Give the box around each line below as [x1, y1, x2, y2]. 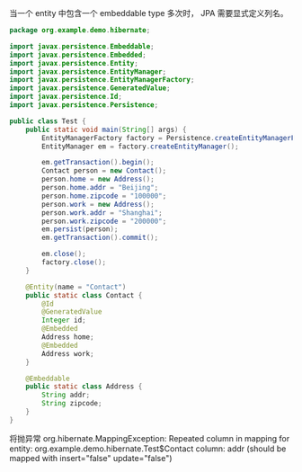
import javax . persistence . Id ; [9, 93, 123, 102]
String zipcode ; [41, 399, 102, 408]
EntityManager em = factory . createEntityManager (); [41, 142, 240, 151]
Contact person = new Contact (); [41, 166, 167, 175]
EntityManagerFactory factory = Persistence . [41, 133, 216, 142]
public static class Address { [25, 382, 143, 391]
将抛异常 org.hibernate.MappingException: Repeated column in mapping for [9, 432, 290, 443]
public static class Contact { [25, 290, 143, 299]
